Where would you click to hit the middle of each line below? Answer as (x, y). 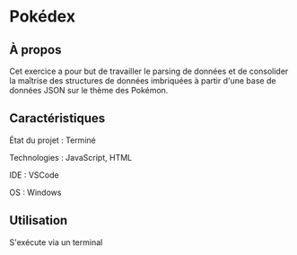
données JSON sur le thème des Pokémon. (89, 90)
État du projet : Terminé (52, 140)
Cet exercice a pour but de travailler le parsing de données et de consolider (149, 71)
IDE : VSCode (35, 175)
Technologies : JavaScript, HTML (71, 157)
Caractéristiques (57, 119)
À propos (35, 50)
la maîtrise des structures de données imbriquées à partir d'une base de (143, 81)
